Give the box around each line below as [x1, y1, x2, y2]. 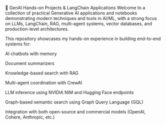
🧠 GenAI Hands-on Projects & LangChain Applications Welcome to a [5, 5, 145, 10]
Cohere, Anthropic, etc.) [5, 114, 55, 120]
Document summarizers [5, 60, 55, 66]
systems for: [5, 41, 31, 47]
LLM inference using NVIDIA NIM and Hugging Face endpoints [5, 89, 134, 95]
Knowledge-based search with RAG [5, 70, 79, 76]
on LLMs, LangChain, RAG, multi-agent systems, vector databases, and [5, 20, 152, 26]
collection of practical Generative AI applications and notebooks [5, 10, 137, 16]
